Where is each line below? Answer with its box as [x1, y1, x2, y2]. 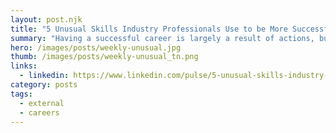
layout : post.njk [10, 14, 83, 25]
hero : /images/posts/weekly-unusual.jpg [10, 42, 182, 53]
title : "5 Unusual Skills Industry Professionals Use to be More [10, 24, 288, 34]
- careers [19, 107, 60, 118]
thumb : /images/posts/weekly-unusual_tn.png [10, 52, 199, 62]
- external [19, 98, 65, 108]
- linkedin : [19, 71, 70, 81]
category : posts [10, 80, 78, 90]
